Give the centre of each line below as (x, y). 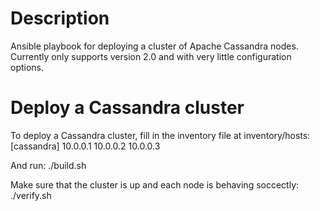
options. (27, 67)
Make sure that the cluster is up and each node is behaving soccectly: (155, 184)
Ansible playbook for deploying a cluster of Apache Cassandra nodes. (154, 46)
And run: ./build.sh (48, 165)
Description (60, 18)
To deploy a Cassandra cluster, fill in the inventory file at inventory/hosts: (160, 135)
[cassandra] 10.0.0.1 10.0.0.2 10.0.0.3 (85, 146)
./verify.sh (31, 195)
